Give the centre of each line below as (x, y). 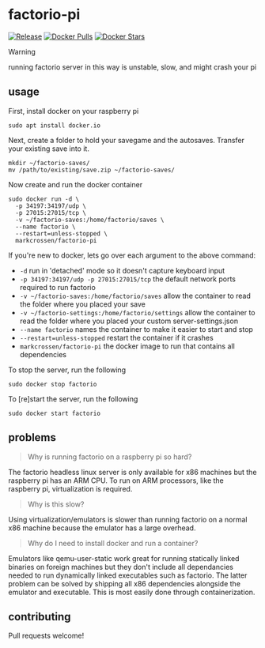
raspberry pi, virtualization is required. (70, 488)
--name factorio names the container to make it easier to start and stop (136, 329)
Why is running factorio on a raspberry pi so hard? (110, 457)
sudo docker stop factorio (53, 384)
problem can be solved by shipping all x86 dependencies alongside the (125, 583)
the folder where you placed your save (83, 304)
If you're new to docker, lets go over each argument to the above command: (132, 255)
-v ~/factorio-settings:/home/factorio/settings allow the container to (137, 312)
